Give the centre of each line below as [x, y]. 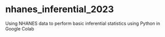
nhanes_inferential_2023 [60, 9]
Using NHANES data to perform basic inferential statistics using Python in [83, 23]
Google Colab [20, 28]
